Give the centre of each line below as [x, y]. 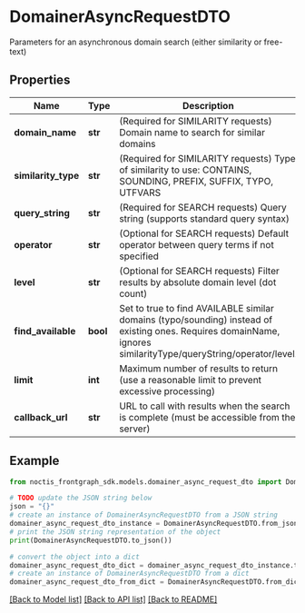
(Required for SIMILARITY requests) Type [208, 158]
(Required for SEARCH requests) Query [203, 207]
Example [34, 461]
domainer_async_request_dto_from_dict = [87, 582]
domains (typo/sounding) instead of [196, 320]
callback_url [41, 417]
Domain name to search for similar [192, 132]
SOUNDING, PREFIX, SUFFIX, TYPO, [197, 181]
